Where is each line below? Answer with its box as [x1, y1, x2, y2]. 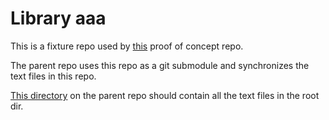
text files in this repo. [10, 70, 97, 82]
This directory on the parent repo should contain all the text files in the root [10, 89, 320, 101]
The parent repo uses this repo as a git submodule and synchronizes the [10, 59, 310, 71]
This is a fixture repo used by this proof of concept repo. [10, 40, 244, 52]
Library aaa [10, 7, 107, 30]
